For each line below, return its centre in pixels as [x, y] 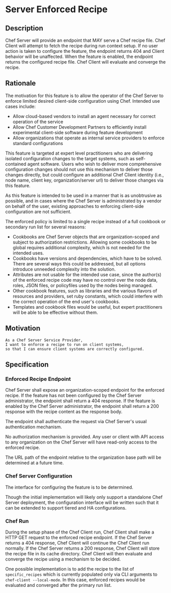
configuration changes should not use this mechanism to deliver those [79, 169]
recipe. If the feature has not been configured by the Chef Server [74, 396]
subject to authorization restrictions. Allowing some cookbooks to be [84, 242]
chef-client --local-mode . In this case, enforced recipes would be [75, 580]
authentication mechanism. [34, 427]
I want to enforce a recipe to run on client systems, [65, 344]
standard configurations [38, 143]
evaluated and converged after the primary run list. [59, 585]
